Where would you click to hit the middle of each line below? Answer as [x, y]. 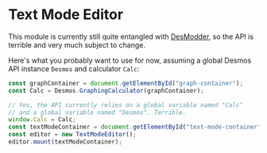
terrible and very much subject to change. [77, 44]
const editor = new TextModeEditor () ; [72, 135]
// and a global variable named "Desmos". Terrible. [97, 113]
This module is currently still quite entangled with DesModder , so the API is [131, 36]
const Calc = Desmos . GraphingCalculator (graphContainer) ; [106, 90]
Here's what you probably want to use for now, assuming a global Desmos [130, 60]
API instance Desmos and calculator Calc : [74, 68]
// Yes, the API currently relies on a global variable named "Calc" [126, 105]
